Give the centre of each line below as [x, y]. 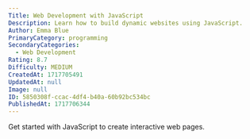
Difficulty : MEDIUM [40, 68]
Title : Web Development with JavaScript [76, 15]
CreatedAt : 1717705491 [46, 75]
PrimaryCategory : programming [58, 38]
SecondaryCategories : [44, 45]
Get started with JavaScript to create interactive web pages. [106, 127]
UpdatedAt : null [35, 82]
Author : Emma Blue [38, 30]
